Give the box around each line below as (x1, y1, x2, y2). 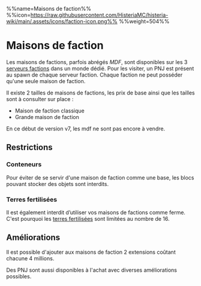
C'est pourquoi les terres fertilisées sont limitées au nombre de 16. (6, 215, 170, 222)
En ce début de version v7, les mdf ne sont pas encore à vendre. (6, 125, 166, 132)
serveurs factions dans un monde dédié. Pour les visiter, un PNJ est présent (6, 65, 194, 72)
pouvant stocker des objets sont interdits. (6, 180, 109, 187)
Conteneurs (6, 160, 42, 169)
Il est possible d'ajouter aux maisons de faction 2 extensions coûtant (6, 248, 176, 255)
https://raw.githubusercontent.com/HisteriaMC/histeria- (30, 11, 169, 19)
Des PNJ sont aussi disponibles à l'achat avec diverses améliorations (6, 266, 178, 273)
